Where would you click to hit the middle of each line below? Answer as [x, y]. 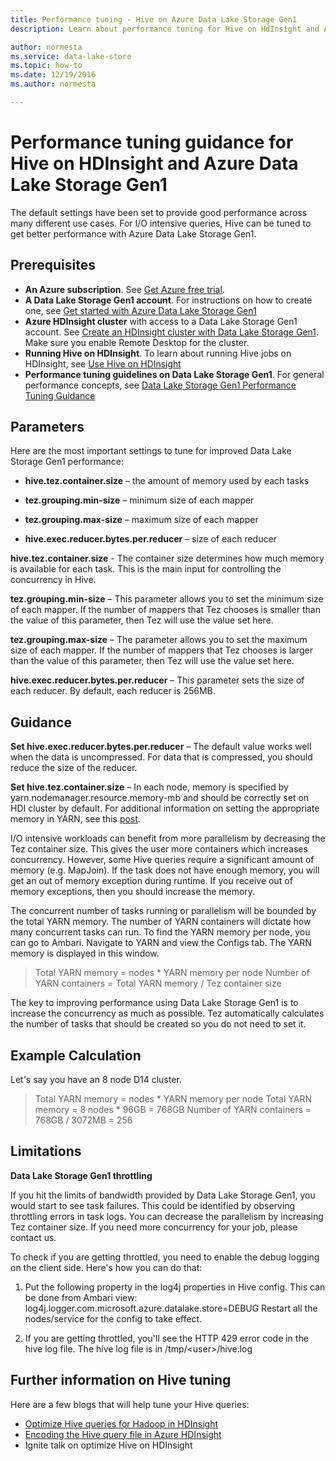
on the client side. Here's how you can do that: [106, 1267]
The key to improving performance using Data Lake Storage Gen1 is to [154, 1003]
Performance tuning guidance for [152, 142]
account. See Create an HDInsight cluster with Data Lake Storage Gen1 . [172, 332]
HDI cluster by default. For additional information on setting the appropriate [165, 808]
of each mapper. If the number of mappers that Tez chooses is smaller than [165, 610]
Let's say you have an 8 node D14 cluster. [96, 1080]
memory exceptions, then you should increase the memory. [133, 892]
